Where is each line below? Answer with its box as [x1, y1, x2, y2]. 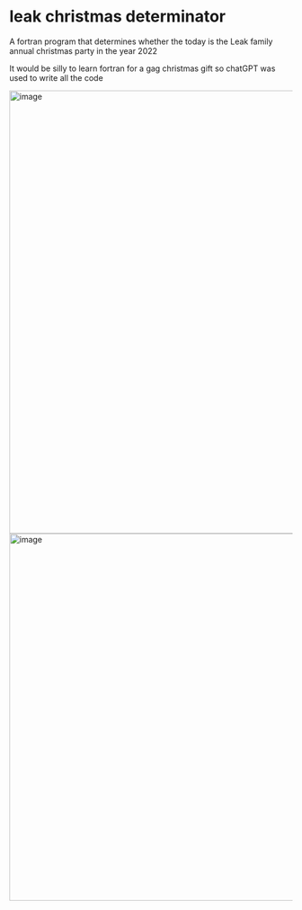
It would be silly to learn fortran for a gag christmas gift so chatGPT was [9, 63, 276, 74]
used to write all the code [9, 72, 103, 83]
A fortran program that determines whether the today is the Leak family [9, 36, 273, 47]
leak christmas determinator [9, 6, 226, 27]
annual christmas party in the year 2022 [9, 45, 158, 56]
